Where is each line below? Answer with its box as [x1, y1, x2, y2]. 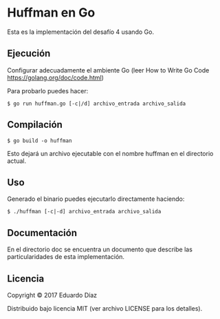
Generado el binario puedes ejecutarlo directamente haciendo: [7, 195, 185, 203]
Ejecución [7, 48, 51, 59]
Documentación [7, 226, 78, 239]
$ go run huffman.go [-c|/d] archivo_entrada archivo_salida [7, 100, 186, 107]
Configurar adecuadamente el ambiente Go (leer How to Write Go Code [7, 66, 210, 74]
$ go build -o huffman [7, 137, 72, 144]
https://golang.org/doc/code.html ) [7, 73, 104, 81]
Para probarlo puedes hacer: [7, 86, 89, 95]
